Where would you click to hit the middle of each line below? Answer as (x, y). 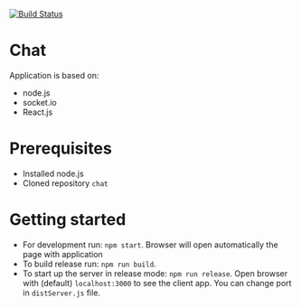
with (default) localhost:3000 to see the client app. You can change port (157, 283)
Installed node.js (53, 173)
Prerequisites (61, 149)
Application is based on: (54, 75)
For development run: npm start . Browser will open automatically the (150, 245)
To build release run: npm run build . (89, 264)
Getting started (68, 220)
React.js (38, 112)
